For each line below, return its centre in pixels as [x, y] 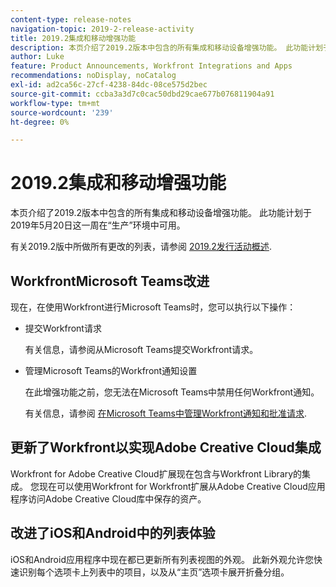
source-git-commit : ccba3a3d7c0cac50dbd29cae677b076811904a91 [142, 94]
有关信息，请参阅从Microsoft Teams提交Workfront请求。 [141, 349]
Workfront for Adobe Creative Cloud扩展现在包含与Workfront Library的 [156, 473]
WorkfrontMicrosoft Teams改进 [110, 281]
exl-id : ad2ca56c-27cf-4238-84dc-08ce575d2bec [109, 85]
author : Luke [37, 57]
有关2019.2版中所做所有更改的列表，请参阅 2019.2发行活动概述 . [141, 247]
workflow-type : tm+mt [55, 103]
